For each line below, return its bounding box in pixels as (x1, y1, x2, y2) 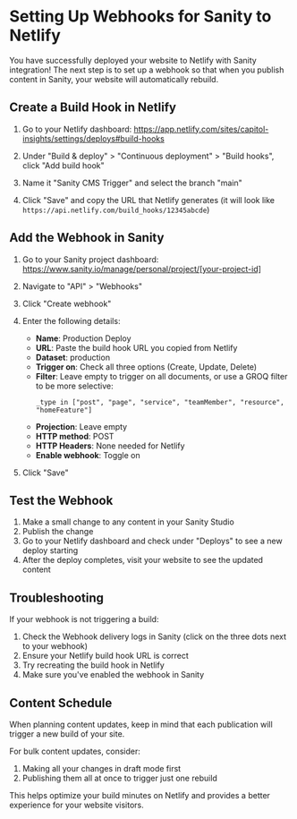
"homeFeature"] (35, 405, 92, 414)
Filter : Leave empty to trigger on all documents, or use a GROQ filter (35, 371, 288, 381)
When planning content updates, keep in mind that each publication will (9, 719, 273, 729)
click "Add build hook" (21, 159, 105, 171)
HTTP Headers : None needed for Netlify (35, 440, 185, 451)
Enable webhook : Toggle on (35, 449, 140, 460)
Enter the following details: (21, 315, 121, 326)
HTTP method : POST (35, 431, 115, 441)
